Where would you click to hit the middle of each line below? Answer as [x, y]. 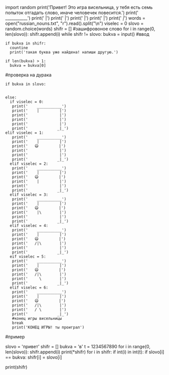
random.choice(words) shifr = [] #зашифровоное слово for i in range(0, [80, 29]
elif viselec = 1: [24, 133]
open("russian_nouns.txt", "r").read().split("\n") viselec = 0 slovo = [74, 23]
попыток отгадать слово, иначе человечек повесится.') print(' [72, 13]
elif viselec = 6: [29, 288]
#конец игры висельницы [37, 318]
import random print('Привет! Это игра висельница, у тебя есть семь [79, 7]
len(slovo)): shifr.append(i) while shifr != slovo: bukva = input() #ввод [77, 34]
